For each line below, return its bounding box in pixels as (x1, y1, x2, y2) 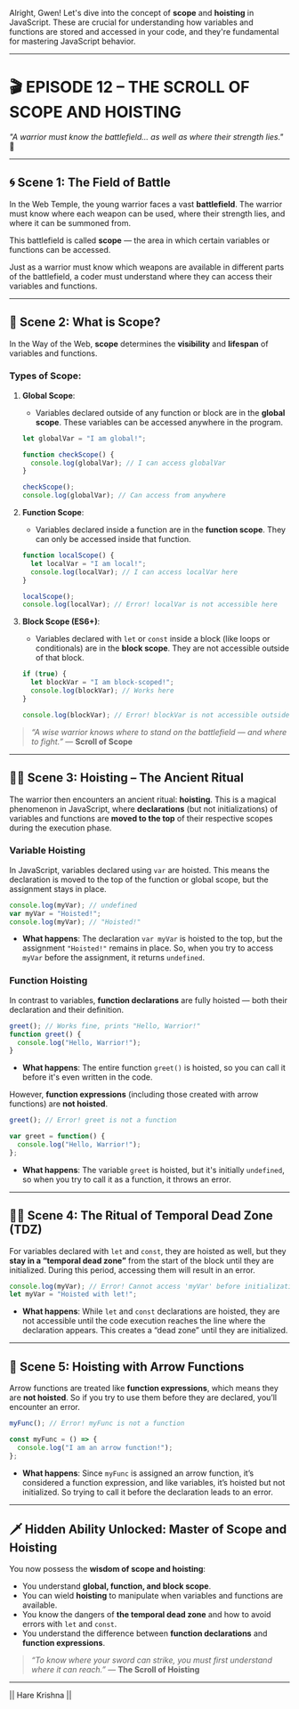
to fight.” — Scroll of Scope (30, 736, 133, 747)
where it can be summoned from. (9, 217, 132, 228)
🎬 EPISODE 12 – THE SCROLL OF (9, 77, 251, 97)
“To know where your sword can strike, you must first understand (30, 1655, 273, 1665)
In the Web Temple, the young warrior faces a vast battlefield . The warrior (9, 198, 283, 209)
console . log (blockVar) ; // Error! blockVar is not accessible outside (21, 710, 290, 719)
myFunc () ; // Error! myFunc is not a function (9, 1419, 185, 1428)
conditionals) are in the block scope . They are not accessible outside (35, 643, 289, 653)
